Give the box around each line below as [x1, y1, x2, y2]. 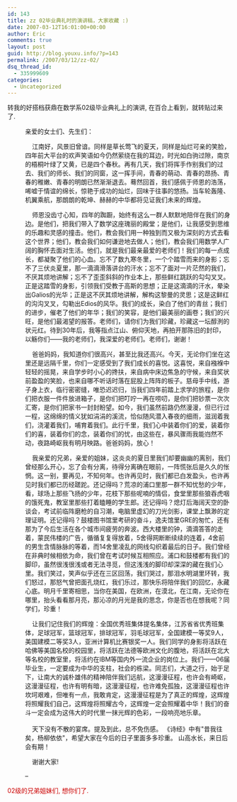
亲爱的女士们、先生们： [25, 127, 93, 136]
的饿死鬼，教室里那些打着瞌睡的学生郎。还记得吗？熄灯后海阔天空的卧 [25, 498, 230, 507]
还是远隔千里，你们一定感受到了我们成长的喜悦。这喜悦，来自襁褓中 [30, 359, 230, 368]
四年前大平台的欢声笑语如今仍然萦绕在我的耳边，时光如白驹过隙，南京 [25, 151, 230, 160]
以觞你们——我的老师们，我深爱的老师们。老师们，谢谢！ [25, 335, 192, 344]
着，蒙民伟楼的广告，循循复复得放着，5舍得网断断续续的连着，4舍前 [25, 534, 225, 542]
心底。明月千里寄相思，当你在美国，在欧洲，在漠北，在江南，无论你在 [25, 587, 230, 595]
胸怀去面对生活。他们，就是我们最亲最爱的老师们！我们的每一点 [37, 246, 224, 255]
